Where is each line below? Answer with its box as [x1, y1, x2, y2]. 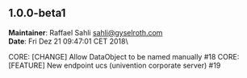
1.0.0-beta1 [8, 6, 66, 20]
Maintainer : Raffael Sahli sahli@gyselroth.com [8, 27, 163, 37]
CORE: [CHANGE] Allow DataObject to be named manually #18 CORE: [8, 51, 240, 61]
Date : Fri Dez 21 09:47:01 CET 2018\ [8, 36, 128, 46]
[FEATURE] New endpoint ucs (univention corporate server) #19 [8, 60, 221, 70]
